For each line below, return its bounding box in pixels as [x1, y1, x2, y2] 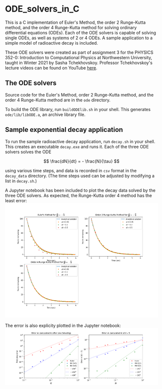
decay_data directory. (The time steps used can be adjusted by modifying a [5, 173, 155, 178]
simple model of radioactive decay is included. [5, 40, 98, 46]
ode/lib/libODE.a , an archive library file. [5, 112, 86, 117]
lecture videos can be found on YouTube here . [5, 65, 98, 71]
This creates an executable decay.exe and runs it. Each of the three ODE [5, 144, 149, 149]
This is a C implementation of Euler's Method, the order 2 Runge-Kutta [5, 19, 146, 25]
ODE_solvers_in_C [5, 3, 80, 15]
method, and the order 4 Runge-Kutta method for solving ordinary [5, 24, 137, 30]
